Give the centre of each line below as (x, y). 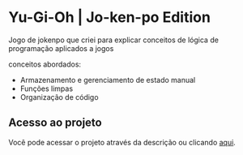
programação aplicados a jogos (61, 48)
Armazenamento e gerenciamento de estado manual (108, 80)
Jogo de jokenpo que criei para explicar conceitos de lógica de (113, 40)
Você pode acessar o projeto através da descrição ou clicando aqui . (122, 142)
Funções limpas (47, 88)
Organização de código (59, 97)
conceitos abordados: (45, 64)
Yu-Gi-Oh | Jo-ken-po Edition (109, 17)
